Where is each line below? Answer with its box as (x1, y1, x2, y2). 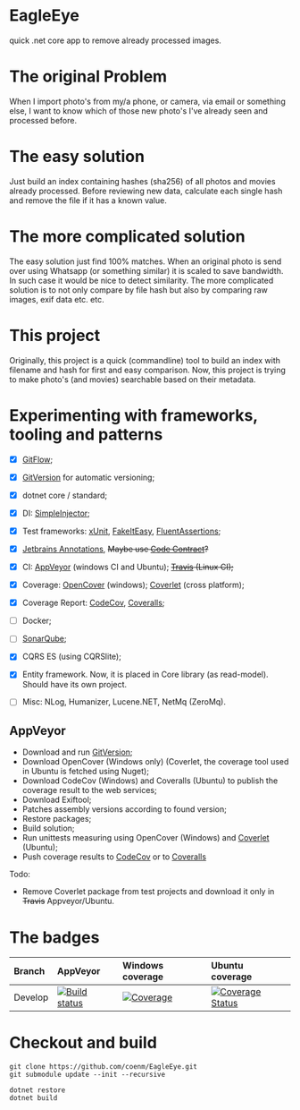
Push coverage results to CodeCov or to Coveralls (21, 851, 207, 862)
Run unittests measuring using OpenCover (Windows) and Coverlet (21, 832, 270, 843)
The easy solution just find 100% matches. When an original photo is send (9, 256, 282, 267)
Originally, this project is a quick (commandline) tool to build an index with (9, 354, 281, 365)
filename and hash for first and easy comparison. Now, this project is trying (9, 364, 286, 375)
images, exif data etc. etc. (9, 294, 104, 304)
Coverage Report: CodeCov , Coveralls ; (21, 597, 165, 609)
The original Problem (9, 66, 168, 87)
